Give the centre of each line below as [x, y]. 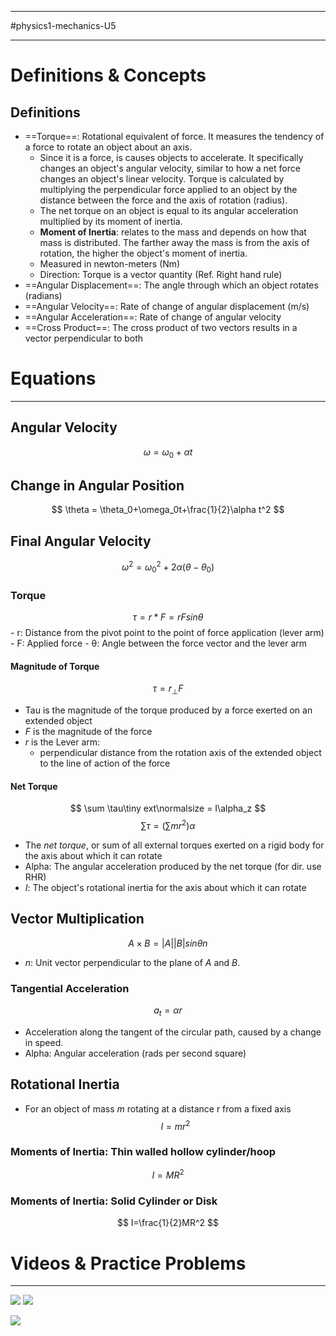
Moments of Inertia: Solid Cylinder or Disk [114, 1201]
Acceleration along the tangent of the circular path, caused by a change [173, 1032]
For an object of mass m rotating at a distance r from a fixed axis [158, 1108]
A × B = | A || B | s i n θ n [168, 943]
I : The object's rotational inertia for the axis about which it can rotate [165, 887]
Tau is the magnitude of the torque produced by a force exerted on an [168, 710]
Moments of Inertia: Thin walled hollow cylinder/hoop [143, 1152]
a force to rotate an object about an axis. [108, 147]
